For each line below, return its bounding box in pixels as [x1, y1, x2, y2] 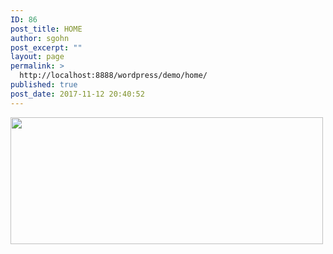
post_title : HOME [10, 24, 83, 34]
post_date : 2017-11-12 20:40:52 [10, 89, 145, 99]
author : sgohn [10, 33, 70, 43]
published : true [10, 80, 78, 90]
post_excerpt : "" [10, 42, 83, 53]
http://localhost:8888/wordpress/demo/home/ [19, 71, 208, 81]
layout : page [10, 52, 65, 62]
